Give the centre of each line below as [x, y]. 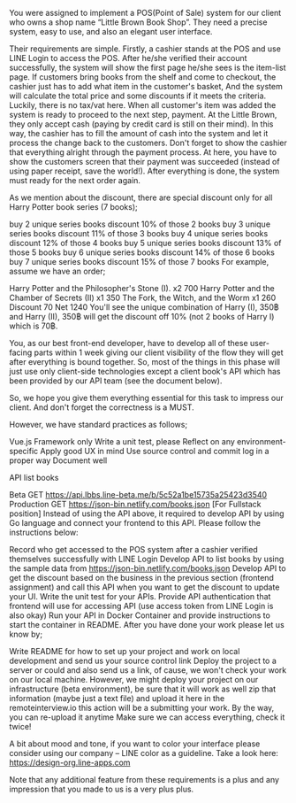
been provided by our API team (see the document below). [116, 381]
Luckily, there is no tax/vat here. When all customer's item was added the [143, 105]
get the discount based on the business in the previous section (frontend [141, 578]
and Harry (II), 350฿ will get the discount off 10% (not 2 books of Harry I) [142, 317]
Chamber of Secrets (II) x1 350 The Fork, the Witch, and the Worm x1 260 [143, 297]
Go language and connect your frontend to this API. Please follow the [135, 523]
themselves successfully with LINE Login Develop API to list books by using [147, 559]
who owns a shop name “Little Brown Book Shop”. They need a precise [138, 22]
